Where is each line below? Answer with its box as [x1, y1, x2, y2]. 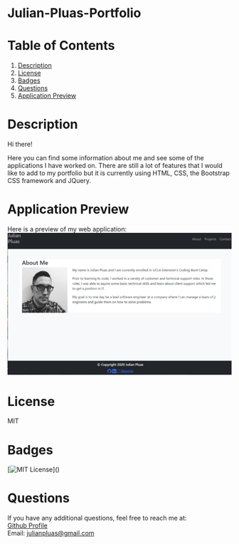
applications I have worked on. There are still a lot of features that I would [7, 162, 223, 170]
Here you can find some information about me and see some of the [7, 154, 204, 162]
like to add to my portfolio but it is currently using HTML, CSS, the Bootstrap [7, 169, 230, 177]
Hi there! [7, 140, 33, 149]
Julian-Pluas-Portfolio [7, 5, 142, 21]
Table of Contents [7, 38, 115, 54]
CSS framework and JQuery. [7, 177, 91, 185]
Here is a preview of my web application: [7, 225, 127, 233]
